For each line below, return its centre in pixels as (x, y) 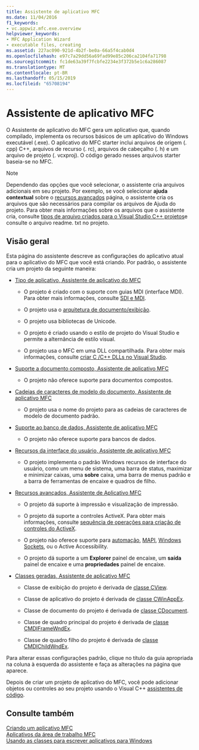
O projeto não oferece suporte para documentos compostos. (98, 380)
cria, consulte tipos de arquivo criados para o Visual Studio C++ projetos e (97, 216)
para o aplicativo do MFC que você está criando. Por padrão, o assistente (97, 262)
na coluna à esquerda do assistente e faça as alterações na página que (94, 664)
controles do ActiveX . (50, 528)
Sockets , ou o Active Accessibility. (66, 546)
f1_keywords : (22, 23)
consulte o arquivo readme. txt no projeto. (58, 223)
